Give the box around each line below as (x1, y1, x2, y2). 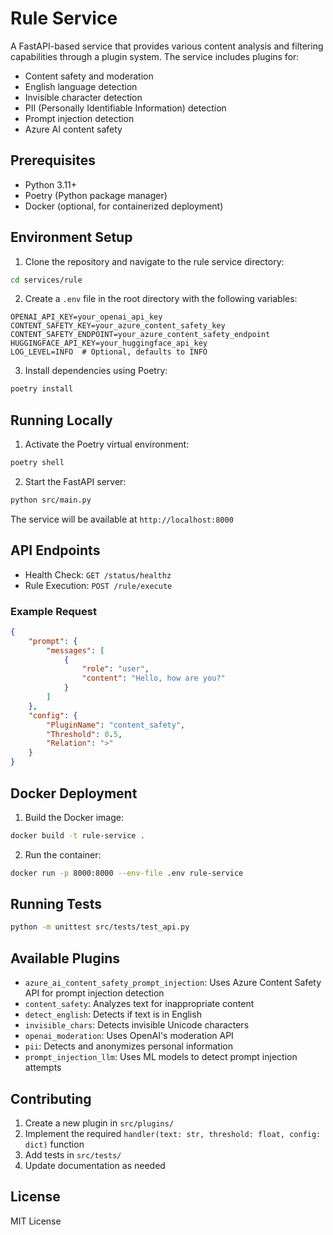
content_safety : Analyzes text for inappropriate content (24, 998, 255, 1010)
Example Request (10, 604, 97, 618)
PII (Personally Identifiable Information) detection (24, 102, 227, 114)
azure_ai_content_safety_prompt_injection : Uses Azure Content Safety (24, 977, 322, 989)
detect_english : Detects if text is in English (24, 1008, 202, 1021)
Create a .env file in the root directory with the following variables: (24, 293, 298, 305)
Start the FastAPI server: (24, 476, 127, 487)
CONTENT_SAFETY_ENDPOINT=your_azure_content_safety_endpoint (10, 330, 271, 340)
